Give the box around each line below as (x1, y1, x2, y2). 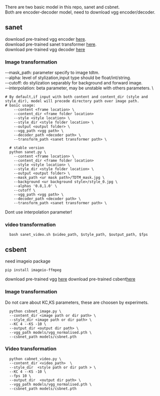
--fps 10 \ (9, 373, 31, 378)
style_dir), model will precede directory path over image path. (5, 99, 139, 104)
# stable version (9, 146, 44, 150)
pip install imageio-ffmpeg (5, 268, 62, 273)
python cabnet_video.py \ (9, 356, 62, 361)
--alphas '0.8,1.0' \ (14, 184, 57, 189)
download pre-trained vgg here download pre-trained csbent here (5, 276, 135, 282)
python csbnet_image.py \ (9, 309, 62, 313)
